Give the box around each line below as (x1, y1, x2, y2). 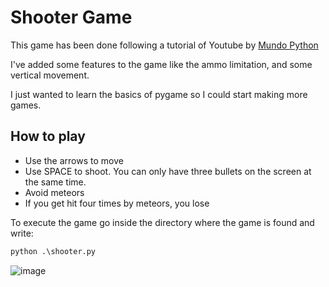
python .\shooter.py (10, 246, 97, 256)
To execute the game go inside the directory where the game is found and (10, 216, 315, 228)
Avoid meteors (24, 186, 85, 198)
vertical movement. (10, 69, 90, 81)
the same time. (24, 176, 87, 188)
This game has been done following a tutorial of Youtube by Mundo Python (10, 39, 319, 51)
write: (10, 227, 34, 239)
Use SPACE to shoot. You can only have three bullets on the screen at (24, 165, 312, 177)
